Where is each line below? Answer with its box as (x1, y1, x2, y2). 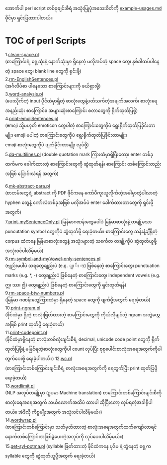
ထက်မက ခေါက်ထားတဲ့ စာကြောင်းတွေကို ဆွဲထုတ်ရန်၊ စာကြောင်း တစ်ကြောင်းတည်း (5, 161, 162, 167)
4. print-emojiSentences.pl (5, 115, 59, 121)
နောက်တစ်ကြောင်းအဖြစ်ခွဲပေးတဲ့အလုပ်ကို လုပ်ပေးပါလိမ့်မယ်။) (5, 433, 124, 439)
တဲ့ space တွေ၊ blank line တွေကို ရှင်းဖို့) (5, 68, 82, 74)
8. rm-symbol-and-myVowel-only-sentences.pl (5, 256, 101, 262)
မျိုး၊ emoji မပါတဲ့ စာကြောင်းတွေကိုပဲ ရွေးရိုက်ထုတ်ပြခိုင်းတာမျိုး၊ (5, 132, 127, 138)
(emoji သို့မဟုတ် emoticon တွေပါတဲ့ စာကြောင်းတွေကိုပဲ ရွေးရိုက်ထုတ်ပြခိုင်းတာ (5, 122, 156, 128)
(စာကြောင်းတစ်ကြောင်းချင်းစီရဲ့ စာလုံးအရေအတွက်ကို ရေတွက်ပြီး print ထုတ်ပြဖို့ (5, 365, 158, 371)
